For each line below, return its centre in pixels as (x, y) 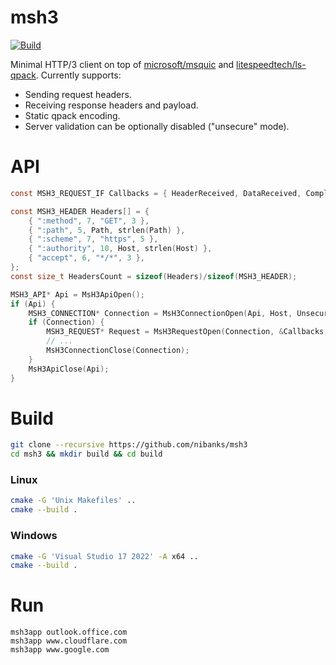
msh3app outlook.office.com (69, 632)
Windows (34, 536)
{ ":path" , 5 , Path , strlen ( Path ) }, (107, 230)
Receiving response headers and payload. (111, 105)
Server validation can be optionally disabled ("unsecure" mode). (157, 126)
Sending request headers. (78, 94)
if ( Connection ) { (66, 322)
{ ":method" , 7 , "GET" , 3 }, (89, 221)
